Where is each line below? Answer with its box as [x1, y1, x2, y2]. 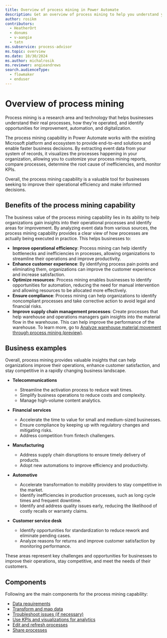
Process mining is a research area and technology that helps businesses [5, 114, 154, 120]
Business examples [5, 344, 67, 352]
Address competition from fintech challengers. [19, 433, 115, 439]
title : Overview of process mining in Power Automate [5, 7, 119, 12]
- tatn [9, 40, 23, 45]
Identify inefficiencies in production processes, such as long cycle [19, 492, 156, 498]
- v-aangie [9, 35, 32, 40]
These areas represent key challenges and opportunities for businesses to [5, 553, 158, 559]
